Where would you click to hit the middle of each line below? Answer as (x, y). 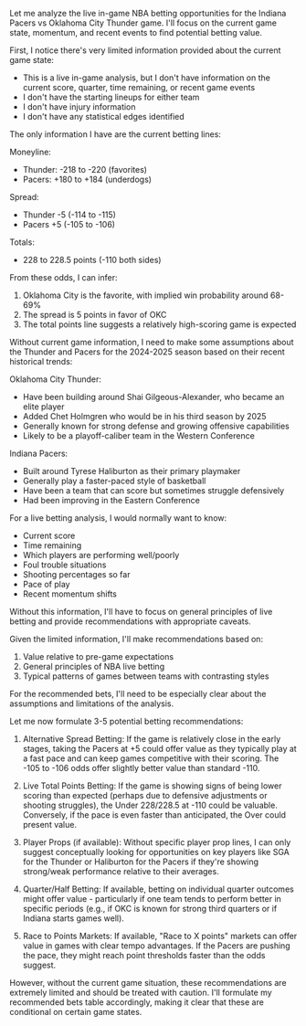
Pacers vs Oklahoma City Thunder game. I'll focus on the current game (143, 23)
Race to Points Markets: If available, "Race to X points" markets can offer (160, 936)
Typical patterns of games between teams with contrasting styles (146, 676)
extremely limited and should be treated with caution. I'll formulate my (141, 992)
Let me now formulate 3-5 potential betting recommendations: (127, 721)
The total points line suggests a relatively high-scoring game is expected (159, 324)
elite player (43, 407)
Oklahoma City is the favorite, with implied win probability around (145, 295)
